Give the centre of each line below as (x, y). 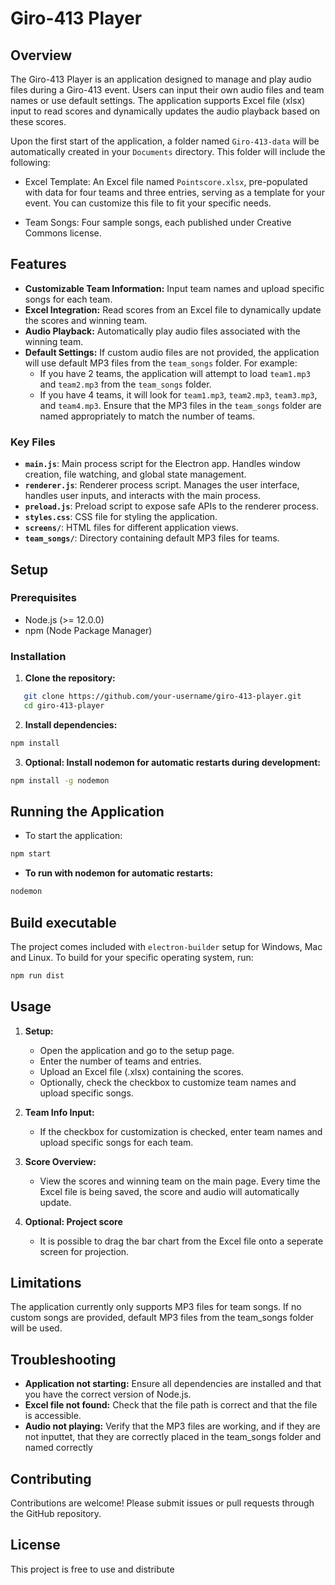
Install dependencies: (71, 724)
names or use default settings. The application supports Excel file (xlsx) (158, 100)
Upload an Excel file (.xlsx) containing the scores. (141, 1071)
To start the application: (73, 836)
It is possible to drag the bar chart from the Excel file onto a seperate (181, 1241)
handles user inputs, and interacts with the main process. (143, 496)
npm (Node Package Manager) (88, 630)
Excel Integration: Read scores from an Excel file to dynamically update (173, 309)
